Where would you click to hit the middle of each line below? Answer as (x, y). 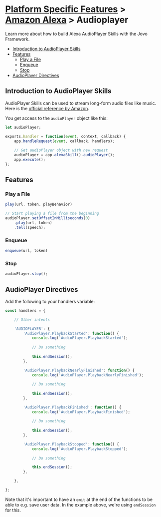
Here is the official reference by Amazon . (47, 108)
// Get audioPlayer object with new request (61, 150)
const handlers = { (25, 311)
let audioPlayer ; (23, 127)
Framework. (17, 39)
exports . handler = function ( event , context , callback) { (66, 136)
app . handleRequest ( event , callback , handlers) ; (64, 141)
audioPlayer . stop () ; (27, 274)
